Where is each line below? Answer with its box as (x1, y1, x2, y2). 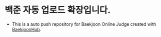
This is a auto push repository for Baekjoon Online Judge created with (11, 21, 156, 27)
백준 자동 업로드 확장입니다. (4, 4, 111, 16)
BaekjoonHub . (11, 26, 41, 32)
